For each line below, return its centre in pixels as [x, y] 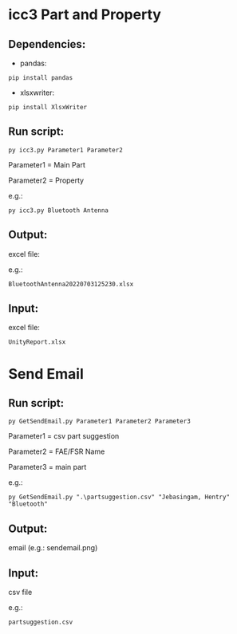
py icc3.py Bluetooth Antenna [59, 210]
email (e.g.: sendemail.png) [53, 548]
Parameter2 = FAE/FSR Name [57, 451]
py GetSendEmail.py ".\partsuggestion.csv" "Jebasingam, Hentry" [119, 497]
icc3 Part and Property [85, 15]
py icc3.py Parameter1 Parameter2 [66, 150]
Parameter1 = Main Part [47, 164]
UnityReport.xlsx [37, 342]
